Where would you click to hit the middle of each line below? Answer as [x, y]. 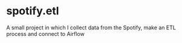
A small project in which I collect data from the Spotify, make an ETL [91, 27]
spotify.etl [33, 11]
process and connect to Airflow [45, 33]
